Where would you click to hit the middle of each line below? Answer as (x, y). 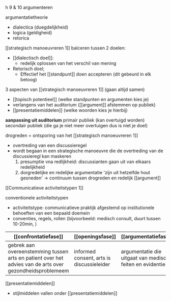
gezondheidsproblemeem (39, 271)
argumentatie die (141, 251)
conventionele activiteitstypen (37, 198)
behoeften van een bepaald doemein (51, 213)
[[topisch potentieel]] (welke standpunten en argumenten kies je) (81, 99)
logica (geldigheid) (32, 32)
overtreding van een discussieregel (50, 145)
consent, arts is (92, 258)
